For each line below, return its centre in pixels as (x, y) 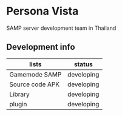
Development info (41, 47)
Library (19, 94)
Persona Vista (42, 11)
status (83, 64)
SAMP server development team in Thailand (61, 28)
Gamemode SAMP (36, 74)
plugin (18, 104)
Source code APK (35, 84)
